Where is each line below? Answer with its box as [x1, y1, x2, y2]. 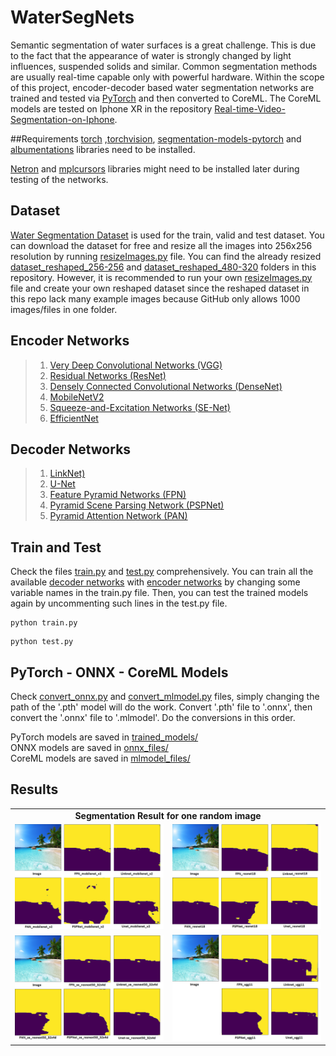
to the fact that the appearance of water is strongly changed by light [10, 49, 292, 61]
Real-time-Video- [214, 102, 286, 115]
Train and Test [10, 539, 102, 556]
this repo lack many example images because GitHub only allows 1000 [10, 292, 301, 305]
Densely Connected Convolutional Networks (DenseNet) [49, 380, 283, 392]
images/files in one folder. [10, 303, 118, 315]
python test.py [10, 637, 74, 647]
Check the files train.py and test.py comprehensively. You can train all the [10, 566, 314, 578]
